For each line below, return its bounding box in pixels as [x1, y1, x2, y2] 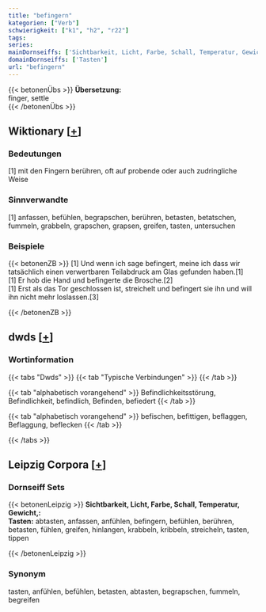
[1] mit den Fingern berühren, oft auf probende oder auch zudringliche [8, 166, 237, 176]
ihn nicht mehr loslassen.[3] [8, 292, 99, 302]
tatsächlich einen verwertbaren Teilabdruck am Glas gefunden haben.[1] [8, 267, 244, 277]
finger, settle [8, 93, 50, 103]
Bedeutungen [8, 148, 62, 159]
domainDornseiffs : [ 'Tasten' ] [8, 56, 108, 64]
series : [8, 41, 34, 49]
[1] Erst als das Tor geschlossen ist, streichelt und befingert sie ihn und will [8, 284, 252, 294]
